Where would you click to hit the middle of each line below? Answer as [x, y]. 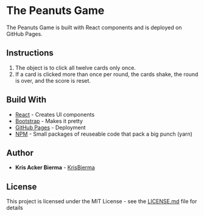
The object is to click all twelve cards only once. [75, 68]
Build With [26, 100]
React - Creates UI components [55, 114]
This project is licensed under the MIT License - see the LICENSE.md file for [102, 201]
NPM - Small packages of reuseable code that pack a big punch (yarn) [104, 134]
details [15, 208]
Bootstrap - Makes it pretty [49, 121]
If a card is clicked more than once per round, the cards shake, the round [107, 74]
